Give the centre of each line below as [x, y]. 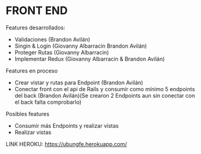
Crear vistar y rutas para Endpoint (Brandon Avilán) [79, 82]
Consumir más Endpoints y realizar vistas [67, 125]
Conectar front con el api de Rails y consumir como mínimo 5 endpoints [105, 89]
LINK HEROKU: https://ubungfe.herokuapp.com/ [66, 144]
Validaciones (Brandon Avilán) [52, 39]
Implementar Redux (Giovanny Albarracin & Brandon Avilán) [90, 59]
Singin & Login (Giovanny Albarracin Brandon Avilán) [81, 46]
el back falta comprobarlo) [48, 102]
